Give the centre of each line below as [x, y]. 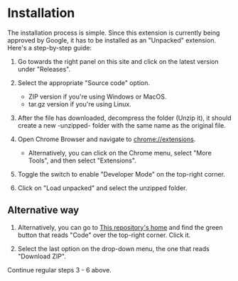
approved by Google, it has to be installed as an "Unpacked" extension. [112, 40]
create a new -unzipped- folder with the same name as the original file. [121, 125]
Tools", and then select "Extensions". [82, 160]
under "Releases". [44, 69]
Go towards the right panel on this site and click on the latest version [118, 61]
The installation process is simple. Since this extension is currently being [114, 33]
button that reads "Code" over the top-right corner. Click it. [104, 235]
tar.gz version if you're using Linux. [80, 104]
